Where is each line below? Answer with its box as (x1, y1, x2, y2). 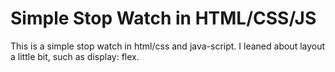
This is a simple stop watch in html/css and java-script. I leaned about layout (10, 40, 326, 52)
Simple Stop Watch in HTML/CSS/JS (10, 7, 317, 30)
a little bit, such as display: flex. (10, 50, 140, 62)
